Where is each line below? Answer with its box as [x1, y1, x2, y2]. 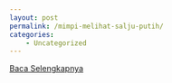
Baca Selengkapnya [9, 63, 84, 74]
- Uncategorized [25, 38, 88, 48]
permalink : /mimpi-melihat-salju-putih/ [9, 22, 165, 31]
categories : [9, 30, 54, 39]
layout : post [9, 13, 59, 23]
